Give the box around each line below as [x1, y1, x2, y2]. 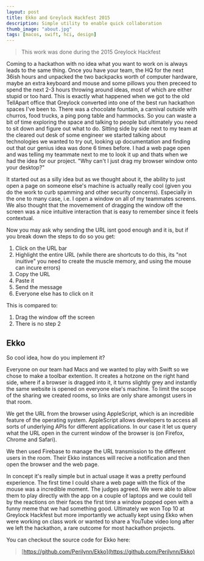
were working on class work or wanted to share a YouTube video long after [6, 518, 194, 525]
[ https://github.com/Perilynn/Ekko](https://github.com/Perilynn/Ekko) [21, 548, 195, 555]
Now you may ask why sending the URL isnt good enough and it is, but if [6, 226, 189, 234]
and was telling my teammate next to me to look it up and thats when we [6, 151, 188, 159]
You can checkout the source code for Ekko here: [6, 536, 131, 543]
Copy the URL [15, 271, 51, 278]
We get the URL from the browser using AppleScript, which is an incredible [6, 410, 194, 417]
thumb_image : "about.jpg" [6, 26, 72, 32]
